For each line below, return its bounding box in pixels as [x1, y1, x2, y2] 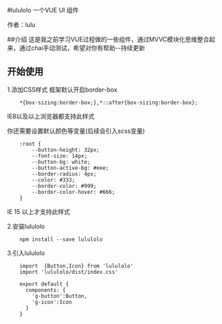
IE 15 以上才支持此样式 [7, 207, 71, 215]
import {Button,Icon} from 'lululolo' [19, 262, 134, 270]
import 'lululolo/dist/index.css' [19, 268, 118, 275]
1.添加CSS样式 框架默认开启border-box [7, 85, 118, 94]
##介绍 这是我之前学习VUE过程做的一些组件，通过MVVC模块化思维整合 [7, 35, 210, 43]
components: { [25, 286, 67, 294]
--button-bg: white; [32, 158, 91, 165]
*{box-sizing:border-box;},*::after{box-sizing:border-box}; [19, 99, 198, 106]
